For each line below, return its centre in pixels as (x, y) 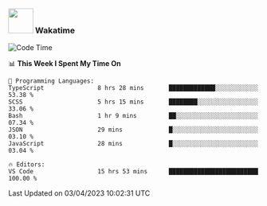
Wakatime (55, 30)
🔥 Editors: (27, 165)
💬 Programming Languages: (51, 81)
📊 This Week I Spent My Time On (65, 64)
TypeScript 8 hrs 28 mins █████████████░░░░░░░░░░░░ (133, 88)
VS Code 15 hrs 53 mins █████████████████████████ (133, 172)
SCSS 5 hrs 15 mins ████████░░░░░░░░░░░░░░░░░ (133, 102)
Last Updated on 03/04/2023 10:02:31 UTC (79, 193)
